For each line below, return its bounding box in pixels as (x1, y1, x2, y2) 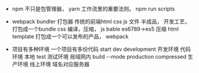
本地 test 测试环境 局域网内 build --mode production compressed (24, 53, 186, 60)
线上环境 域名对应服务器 (29, 60, 90, 68)
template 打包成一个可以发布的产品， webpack (11, 33, 129, 40)
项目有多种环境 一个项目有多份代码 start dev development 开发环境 (11, 45, 179, 53)
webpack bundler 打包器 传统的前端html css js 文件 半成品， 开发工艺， (11, 18, 191, 25)
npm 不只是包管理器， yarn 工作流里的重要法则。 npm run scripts (11, 5, 175, 12)
